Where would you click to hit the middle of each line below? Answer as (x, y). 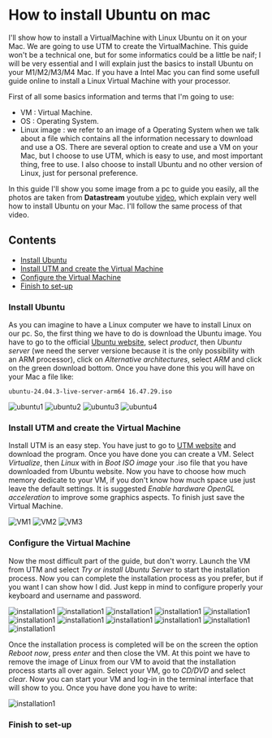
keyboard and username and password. (75, 595)
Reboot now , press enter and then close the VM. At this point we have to (129, 652)
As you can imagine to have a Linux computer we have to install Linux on (130, 325)
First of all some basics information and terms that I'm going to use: (121, 96)
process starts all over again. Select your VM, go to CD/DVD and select (127, 670)
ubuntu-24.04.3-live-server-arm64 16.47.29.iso (91, 392)
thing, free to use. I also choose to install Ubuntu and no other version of (141, 164)
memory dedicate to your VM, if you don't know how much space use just (132, 480)
